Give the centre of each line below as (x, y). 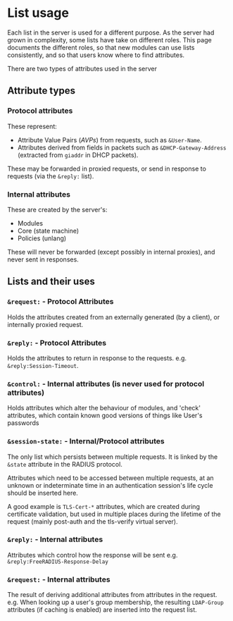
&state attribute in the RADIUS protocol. (65, 464)
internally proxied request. (45, 324)
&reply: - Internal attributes (55, 539)
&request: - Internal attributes (59, 579)
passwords (23, 423)
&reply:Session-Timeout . (43, 365)
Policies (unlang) (42, 238)
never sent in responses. (43, 259)
